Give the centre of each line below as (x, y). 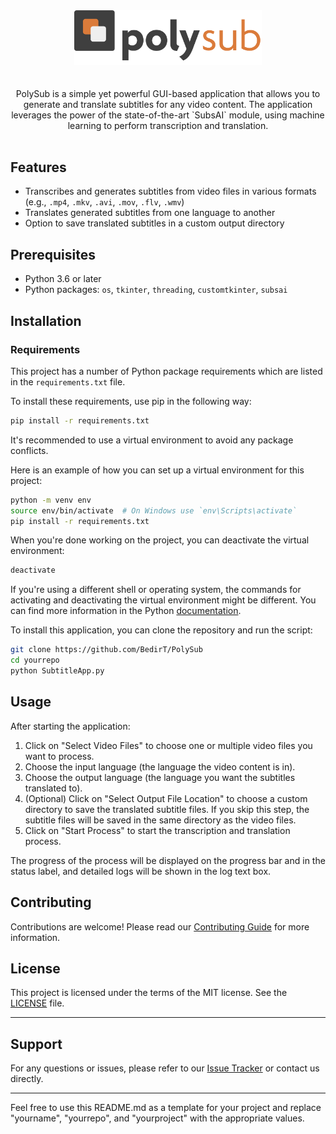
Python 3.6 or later (63, 279)
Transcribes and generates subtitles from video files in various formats (170, 191)
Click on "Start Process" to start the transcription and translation (157, 830)
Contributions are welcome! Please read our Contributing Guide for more (160, 926)
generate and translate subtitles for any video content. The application (168, 104)
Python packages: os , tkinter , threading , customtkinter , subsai (156, 290)
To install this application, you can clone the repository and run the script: (161, 630)
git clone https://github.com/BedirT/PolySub (106, 650)
